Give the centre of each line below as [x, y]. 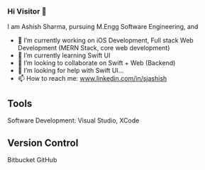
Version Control [43, 143]
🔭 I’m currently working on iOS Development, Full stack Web [105, 40]
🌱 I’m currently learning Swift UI [64, 55]
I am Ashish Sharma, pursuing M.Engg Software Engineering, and [103, 27]
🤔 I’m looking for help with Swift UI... [71, 71]
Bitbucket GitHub [32, 159]
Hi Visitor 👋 [27, 11]
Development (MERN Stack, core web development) [94, 48]
